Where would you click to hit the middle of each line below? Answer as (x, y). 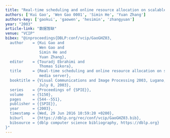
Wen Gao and (52, 48)
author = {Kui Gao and (37, 43)
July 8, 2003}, (55, 85)
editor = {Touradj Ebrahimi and (47, 62)
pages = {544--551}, (36, 99)
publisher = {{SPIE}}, (34, 104)
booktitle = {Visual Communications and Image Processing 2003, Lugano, (88, 80)
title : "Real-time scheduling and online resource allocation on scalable (86, 10)
